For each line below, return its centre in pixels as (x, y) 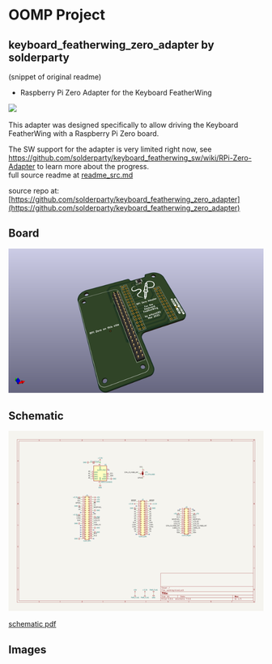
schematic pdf (32, 624)
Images (28, 649)
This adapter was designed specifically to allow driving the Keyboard (123, 125)
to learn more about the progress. (93, 166)
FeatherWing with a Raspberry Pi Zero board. (84, 134)
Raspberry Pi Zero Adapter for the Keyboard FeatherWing (116, 92)
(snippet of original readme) (55, 77)
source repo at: (34, 191)
